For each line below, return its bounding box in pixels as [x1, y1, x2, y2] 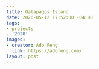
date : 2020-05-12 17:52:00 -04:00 [6, 14, 94, 20]
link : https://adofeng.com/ [11, 48, 83, 54]
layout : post [6, 53, 39, 59]
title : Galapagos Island [6, 8, 69, 15]
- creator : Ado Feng [6, 43, 59, 49]
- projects [6, 25, 34, 32]
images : [6, 37, 26, 43]
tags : [6, 20, 20, 26]
